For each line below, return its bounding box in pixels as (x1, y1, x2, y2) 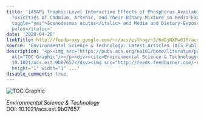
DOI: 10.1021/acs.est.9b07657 (6, 105, 80, 113)
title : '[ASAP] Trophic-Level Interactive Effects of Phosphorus (6, 8, 175, 15)
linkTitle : (6, 37, 34, 43)
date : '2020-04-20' (6, 31, 56, 38)
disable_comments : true (6, 71, 67, 77)
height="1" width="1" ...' (12, 65, 80, 71)
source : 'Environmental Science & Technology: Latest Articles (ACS (6, 43, 183, 49)
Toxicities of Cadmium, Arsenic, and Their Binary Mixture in (12, 15, 172, 21)
